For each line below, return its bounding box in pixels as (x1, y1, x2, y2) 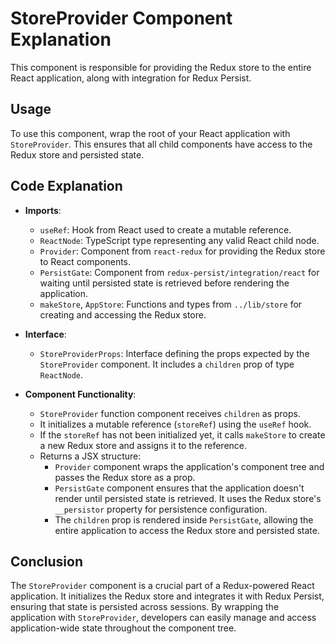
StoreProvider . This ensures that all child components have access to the (10, 138, 313, 150)
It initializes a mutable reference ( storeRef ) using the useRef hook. (39, 418, 312, 430)
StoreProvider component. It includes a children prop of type (39, 358, 295, 370)
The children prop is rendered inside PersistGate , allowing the (54, 513, 314, 526)
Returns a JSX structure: (39, 450, 142, 462)
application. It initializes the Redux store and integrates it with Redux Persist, (10, 590, 325, 602)
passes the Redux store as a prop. (54, 471, 196, 483)
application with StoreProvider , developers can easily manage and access (10, 612, 317, 624)
